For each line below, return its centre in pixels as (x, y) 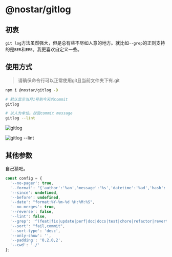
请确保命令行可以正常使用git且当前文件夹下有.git (69, 80)
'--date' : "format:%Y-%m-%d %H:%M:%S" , (52, 202)
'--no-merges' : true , (33, 207)
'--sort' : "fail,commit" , (38, 226)
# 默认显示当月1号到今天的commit (37, 99)
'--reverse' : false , (32, 212)
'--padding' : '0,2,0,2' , (36, 240)
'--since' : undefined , (34, 193)
